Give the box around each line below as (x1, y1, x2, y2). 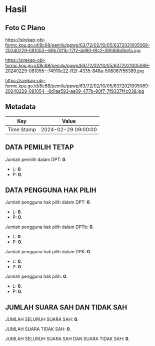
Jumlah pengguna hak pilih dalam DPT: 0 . (5, 199, 91, 205)
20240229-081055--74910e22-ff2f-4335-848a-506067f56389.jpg (5, 68, 144, 74)
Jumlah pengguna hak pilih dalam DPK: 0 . (5, 249, 91, 255)
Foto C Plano (5, 24, 45, 32)
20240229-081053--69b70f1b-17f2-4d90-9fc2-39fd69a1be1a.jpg (5, 48, 141, 53)
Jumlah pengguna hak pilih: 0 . (5, 273, 67, 279)
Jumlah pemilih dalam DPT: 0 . (5, 156, 67, 162)
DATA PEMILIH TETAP (5, 143, 74, 151)
